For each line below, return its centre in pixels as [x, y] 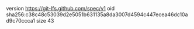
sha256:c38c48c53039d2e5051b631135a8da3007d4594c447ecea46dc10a [97, 14]
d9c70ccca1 [20, 21]
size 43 [45, 21]
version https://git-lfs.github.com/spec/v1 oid [60, 8]
